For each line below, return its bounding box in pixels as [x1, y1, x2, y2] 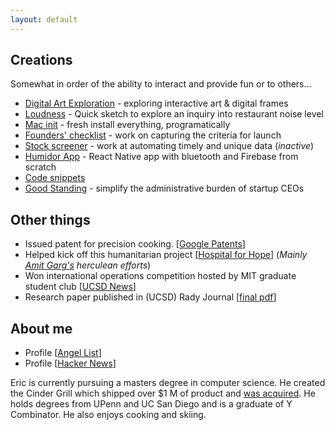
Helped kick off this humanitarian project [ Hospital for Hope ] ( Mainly [24, 249, 308, 261]
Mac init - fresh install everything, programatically [24, 119, 231, 131]
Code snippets [24, 172, 86, 184]
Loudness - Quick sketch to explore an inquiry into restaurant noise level [24, 108, 324, 120]
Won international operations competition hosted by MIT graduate [24, 270, 297, 282]
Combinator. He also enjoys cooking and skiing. [10, 409, 207, 421]
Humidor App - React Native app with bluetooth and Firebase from [24, 151, 299, 163]
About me [10, 320, 73, 337]
